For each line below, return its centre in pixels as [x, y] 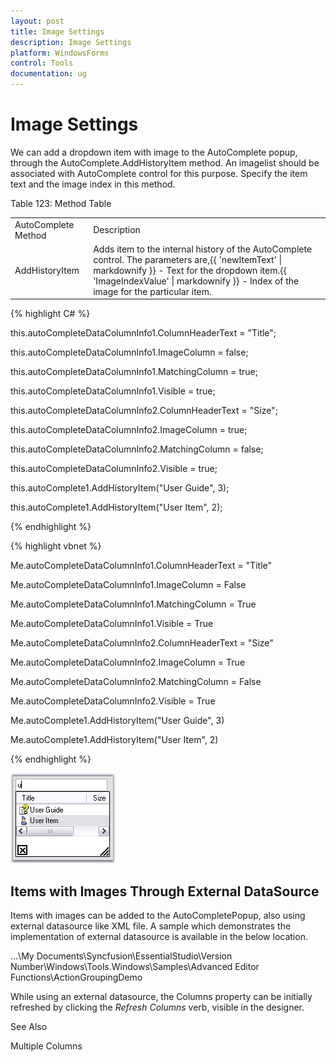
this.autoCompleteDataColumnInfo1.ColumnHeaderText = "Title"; [143, 333]
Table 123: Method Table [61, 203]
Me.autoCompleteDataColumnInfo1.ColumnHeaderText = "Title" [141, 566]
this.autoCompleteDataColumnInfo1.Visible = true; [113, 391]
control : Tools [42, 63]
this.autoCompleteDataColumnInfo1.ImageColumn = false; [129, 352]
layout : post [37, 21]
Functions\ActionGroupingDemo [76, 977]
